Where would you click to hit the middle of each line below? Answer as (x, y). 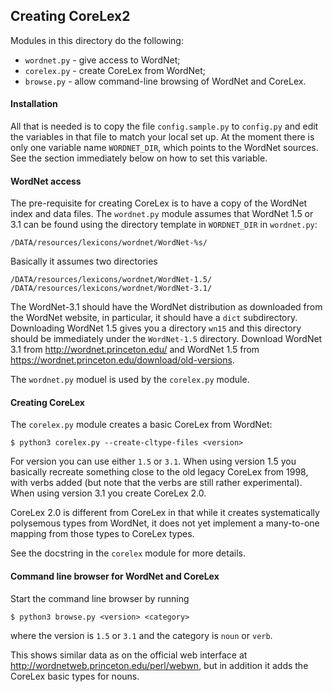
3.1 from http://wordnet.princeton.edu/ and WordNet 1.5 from (135, 350)
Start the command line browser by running (100, 598)
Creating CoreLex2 (70, 16)
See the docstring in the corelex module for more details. (128, 553)
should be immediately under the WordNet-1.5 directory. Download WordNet (166, 339)
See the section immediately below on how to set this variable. (139, 158)
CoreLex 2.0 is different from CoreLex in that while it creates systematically (165, 513)
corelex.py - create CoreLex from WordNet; (115, 70)
